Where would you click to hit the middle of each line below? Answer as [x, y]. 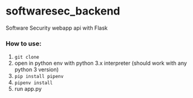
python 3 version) [36, 70]
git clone [27, 57]
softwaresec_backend [63, 11]
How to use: [24, 44]
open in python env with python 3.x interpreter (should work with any [100, 63]
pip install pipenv [39, 77]
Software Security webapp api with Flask [57, 28]
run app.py [28, 89]
